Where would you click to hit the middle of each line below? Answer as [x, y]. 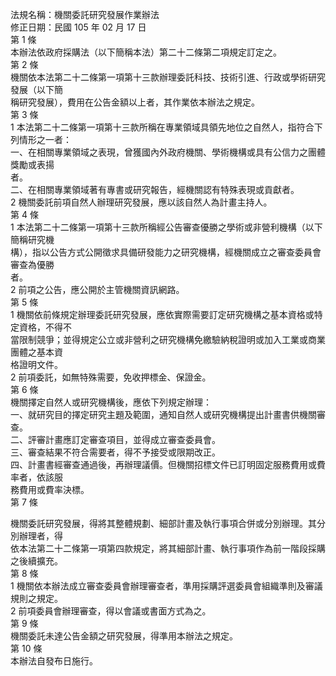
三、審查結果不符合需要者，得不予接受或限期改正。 [115, 452]
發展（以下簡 [36, 89]
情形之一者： [45, 139]
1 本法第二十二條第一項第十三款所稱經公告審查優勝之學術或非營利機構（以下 [166, 227]
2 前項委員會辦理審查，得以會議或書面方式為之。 [111, 611]
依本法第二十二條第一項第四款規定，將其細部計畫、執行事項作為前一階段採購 [168, 548]
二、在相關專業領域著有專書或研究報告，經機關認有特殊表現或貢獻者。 [155, 189]
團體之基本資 [36, 352]
